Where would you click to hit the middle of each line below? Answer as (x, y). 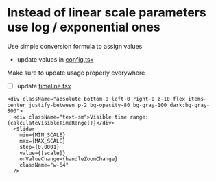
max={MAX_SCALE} (43, 141)
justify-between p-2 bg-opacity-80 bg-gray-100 (98, 105)
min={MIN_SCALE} (43, 135)
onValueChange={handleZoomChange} (69, 159)
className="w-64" (44, 165)
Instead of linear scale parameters (107, 13)
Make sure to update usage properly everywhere (76, 73)
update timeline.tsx (44, 86)
